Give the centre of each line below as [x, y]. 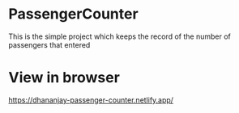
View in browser [64, 78]
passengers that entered [49, 44]
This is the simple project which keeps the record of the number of [119, 36]
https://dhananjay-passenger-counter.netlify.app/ [91, 100]
